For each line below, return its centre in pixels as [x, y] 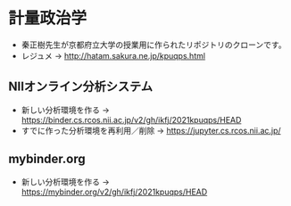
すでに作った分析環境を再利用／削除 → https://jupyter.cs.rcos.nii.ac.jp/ [151, 130]
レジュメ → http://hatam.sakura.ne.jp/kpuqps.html [113, 55]
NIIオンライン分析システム [81, 87]
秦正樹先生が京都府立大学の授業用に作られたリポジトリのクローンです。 [154, 45]
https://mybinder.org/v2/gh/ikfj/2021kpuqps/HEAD [114, 192]
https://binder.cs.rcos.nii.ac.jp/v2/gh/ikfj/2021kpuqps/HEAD [131, 119]
